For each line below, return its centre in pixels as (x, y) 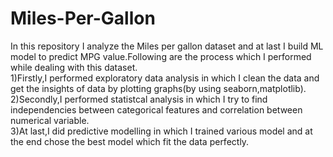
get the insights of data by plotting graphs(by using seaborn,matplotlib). (158, 88)
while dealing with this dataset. (74, 67)
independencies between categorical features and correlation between (156, 109)
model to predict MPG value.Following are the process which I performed (161, 56)
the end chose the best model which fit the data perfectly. (130, 141)
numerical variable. (50, 120)
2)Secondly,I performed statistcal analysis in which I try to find (139, 99)
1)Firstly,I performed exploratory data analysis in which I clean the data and (165, 78)
